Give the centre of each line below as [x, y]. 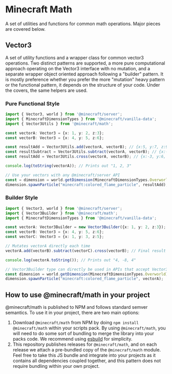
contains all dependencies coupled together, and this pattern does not [87, 361]
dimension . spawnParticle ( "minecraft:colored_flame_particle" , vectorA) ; [84, 279]
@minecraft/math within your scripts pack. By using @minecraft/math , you [89, 328]
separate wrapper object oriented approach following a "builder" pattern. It [84, 74]
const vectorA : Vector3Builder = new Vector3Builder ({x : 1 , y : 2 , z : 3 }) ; [86, 227]
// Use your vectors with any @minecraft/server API [63, 175]
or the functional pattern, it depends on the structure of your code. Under [83, 85]
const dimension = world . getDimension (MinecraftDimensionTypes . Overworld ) [87, 274]
